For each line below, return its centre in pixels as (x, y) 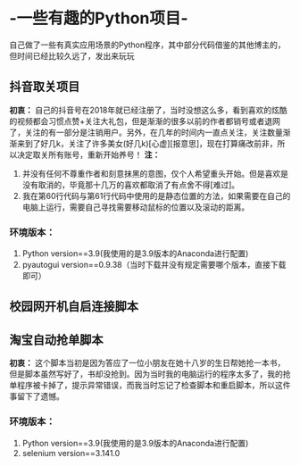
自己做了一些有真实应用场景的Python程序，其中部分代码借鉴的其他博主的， (147, 45)
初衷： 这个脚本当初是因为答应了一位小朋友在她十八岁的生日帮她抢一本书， (147, 363)
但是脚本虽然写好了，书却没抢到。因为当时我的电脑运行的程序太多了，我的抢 (150, 374)
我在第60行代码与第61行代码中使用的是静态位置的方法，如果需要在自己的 (156, 196)
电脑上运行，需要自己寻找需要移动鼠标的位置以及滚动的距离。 (136, 207)
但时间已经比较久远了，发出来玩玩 (72, 55)
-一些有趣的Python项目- (99, 18)
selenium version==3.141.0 (71, 453)
